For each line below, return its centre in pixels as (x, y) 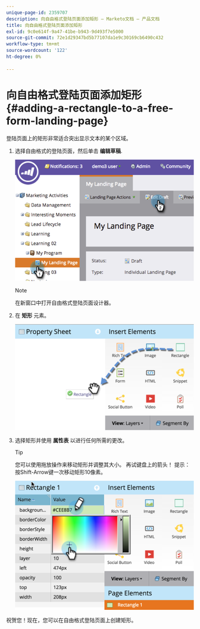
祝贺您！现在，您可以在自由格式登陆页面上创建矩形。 (71, 620)
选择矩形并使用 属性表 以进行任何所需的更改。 (71, 440)
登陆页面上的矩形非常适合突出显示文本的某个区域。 (69, 138)
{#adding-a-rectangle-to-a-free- (90, 108)
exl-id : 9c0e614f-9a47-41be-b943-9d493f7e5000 (65, 32)
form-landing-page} (57, 121)
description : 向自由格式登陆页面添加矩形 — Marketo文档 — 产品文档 (83, 19)
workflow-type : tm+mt (33, 44)
